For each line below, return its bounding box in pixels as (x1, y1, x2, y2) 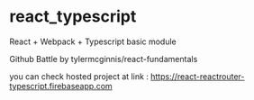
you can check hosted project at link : (9, 70, 149, 82)
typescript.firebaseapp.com (9, 80, 113, 91)
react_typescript (9, 6, 137, 27)
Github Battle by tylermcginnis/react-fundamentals (9, 53, 198, 64)
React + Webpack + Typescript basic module (9, 36, 177, 47)
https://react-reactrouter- (150, 70, 245, 82)
